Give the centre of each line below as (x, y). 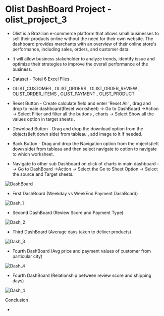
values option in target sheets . (44, 119)
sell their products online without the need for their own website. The (83, 39)
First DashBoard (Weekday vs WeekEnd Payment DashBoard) (75, 193)
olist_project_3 (36, 20)
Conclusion (17, 300)
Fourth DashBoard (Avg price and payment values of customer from (82, 251)
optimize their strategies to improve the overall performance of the (80, 64)
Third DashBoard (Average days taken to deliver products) (72, 232)
